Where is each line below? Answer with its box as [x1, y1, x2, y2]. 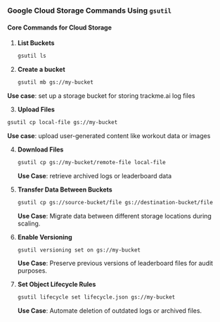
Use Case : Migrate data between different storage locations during [17, 211, 212, 220]
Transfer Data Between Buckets [17, 185, 112, 194]
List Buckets [17, 39, 55, 47]
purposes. [17, 266, 48, 275]
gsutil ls [17, 52, 47, 60]
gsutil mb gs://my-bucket [17, 79, 93, 86]
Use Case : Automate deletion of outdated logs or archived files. [17, 306, 202, 315]
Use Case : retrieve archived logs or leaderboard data [17, 171, 172, 180]
